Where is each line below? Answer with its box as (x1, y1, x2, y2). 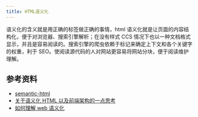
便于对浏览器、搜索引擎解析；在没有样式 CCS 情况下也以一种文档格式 (21, 33, 191, 40)
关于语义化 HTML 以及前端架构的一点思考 (14, 97, 116, 104)
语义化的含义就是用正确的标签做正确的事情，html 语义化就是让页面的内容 (6, 25, 184, 32)
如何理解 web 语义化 (14, 105, 65, 112)
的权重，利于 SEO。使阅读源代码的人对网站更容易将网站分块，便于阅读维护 (6, 48, 189, 55)
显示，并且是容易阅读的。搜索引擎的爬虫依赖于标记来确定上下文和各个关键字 (6, 40, 193, 47)
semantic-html (14, 90, 50, 97)
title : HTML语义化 (6, 8, 49, 15)
